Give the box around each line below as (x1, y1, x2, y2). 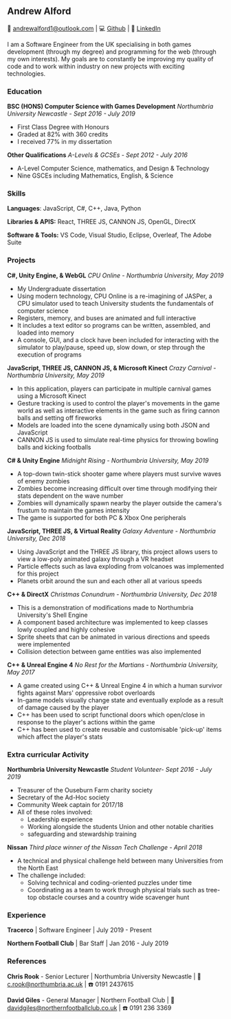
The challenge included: (16, 871, 86, 879)
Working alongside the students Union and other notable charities (27, 823, 214, 830)
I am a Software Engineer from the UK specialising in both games (7, 40, 192, 48)
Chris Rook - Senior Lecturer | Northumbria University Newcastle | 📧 (7, 972, 201, 980)
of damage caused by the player (16, 703, 109, 711)
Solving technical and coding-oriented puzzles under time (27, 879, 192, 887)
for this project (16, 569, 59, 578)
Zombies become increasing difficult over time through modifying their (16, 484, 218, 492)
